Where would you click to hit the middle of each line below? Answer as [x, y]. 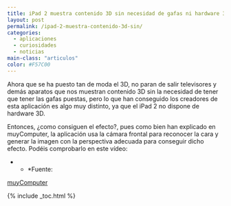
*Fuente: [40, 169]
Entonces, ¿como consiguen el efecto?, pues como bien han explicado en [111, 126]
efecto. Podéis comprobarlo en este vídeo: [67, 148]
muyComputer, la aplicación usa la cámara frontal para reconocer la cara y [113, 134]
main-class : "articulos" [43, 58]
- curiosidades [35, 45]
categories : [24, 33]
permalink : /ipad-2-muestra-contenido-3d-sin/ [75, 26]
